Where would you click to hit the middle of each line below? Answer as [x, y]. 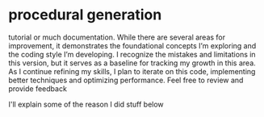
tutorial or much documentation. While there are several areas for [117, 37]
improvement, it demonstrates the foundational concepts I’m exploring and [132, 45]
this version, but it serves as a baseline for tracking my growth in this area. [132, 63]
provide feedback [38, 88]
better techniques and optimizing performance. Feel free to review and [126, 80]
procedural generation [85, 15]
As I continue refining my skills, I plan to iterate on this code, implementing [132, 71]
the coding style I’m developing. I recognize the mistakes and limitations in [132, 54]
